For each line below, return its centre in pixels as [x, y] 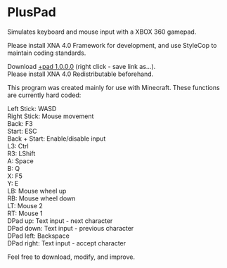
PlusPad [32, 12]
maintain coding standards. [47, 53]
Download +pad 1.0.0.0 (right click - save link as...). [82, 66]
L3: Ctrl [18, 146]
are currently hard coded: [44, 95]
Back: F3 [20, 123]
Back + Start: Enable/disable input [57, 139]
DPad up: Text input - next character [60, 221]
